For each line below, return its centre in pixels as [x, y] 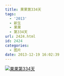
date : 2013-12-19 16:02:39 [32, 54]
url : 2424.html [20, 37]
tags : [10, 14]
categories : [17, 46]
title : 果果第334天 [23, 9]
